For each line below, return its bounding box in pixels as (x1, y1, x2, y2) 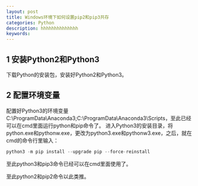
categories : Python (6, 20, 55, 26)
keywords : (6, 31, 31, 37)
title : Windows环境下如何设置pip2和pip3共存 (6, 14, 109, 20)
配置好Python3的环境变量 (6, 107, 69, 114)
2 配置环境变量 (6, 90, 61, 100)
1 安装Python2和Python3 (6, 54, 100, 64)
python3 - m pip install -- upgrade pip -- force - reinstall (6, 149, 150, 155)
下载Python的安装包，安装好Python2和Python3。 (6, 71, 127, 78)
